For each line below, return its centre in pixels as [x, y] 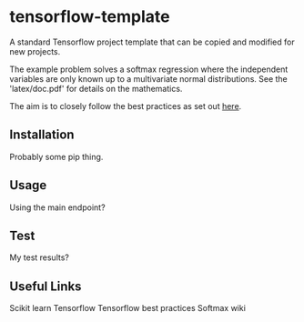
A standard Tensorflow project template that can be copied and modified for [152, 42]
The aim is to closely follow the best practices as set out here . [126, 106]
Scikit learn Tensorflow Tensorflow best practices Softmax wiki [127, 308]
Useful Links [46, 286]
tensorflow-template [90, 17]
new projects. [35, 51]
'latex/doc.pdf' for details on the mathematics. [96, 88]
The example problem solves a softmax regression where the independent [149, 69]
